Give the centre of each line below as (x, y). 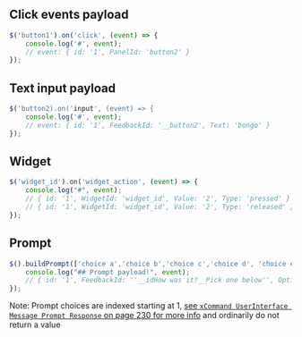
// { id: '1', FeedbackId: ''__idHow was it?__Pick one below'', (150, 281)
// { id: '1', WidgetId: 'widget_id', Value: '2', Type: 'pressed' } (158, 199)
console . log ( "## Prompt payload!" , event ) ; (108, 272)
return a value (35, 324)
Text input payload (63, 88)
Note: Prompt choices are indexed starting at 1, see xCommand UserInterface (149, 306)
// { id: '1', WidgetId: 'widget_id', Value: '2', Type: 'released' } (160, 207)
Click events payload (69, 15)
